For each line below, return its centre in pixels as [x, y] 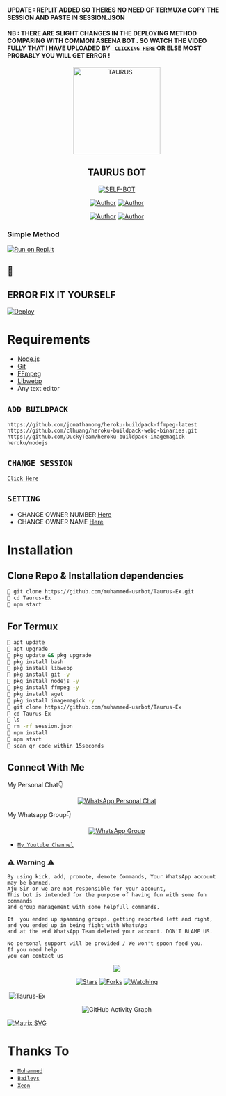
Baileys [28, 1078]
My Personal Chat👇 [35, 784]
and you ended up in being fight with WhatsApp [78, 925]
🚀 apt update [26, 642]
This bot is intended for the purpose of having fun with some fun [107, 895]
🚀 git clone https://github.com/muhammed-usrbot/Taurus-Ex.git [101, 592]
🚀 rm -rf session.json [40, 727]
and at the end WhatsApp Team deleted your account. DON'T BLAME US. [110, 931]
